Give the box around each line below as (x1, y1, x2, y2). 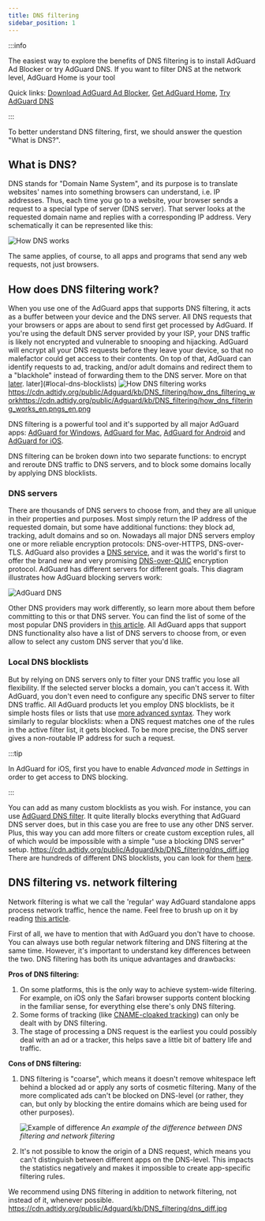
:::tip (8, 749, 23, 758)
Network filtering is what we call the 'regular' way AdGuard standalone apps (8, 897, 256, 906)
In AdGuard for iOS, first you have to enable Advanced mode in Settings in (8, 764, 250, 773)
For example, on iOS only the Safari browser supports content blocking (19, 993, 251, 1003)
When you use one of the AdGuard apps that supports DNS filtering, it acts (8, 304, 251, 313)
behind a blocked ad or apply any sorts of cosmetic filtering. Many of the (19, 1082, 257, 1092)
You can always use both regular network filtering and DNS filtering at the (8, 937, 248, 947)
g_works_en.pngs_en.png (8, 404, 91, 414)
